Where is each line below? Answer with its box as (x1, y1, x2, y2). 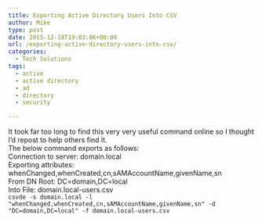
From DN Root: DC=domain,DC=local (8, 177, 128, 186)
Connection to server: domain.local (8, 152, 122, 161)
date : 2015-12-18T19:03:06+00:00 (8, 33, 118, 41)
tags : (8, 63, 26, 70)
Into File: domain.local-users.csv (8, 185, 114, 195)
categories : (8, 48, 47, 55)
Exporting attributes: (8, 160, 75, 170)
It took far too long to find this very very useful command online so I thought (8, 127, 255, 137)
